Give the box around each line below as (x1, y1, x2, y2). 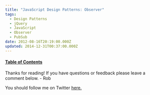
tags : (5, 12, 16, 17)
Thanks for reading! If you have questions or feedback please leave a (5, 70, 146, 76)
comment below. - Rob (5, 75, 51, 81)
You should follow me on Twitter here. (5, 85, 82, 91)
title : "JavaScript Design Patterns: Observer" (5, 7, 105, 12)
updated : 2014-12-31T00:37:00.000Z (5, 44, 78, 49)
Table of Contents (5, 59, 43, 65)
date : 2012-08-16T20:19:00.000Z (5, 39, 71, 44)
